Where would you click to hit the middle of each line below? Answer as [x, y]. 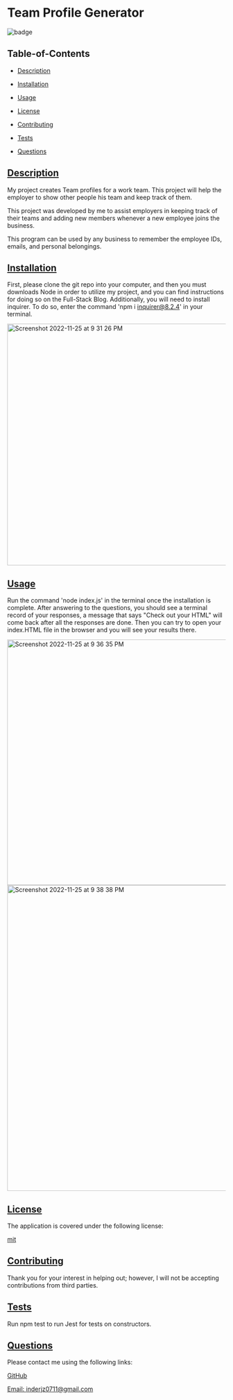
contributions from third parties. [53, 1285]
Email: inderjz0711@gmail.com [50, 1389]
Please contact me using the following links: [70, 1363]
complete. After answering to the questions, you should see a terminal [107, 608]
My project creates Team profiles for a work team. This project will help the [114, 189]
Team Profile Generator [76, 13]
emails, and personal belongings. [54, 246]
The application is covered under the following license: [86, 1226]
